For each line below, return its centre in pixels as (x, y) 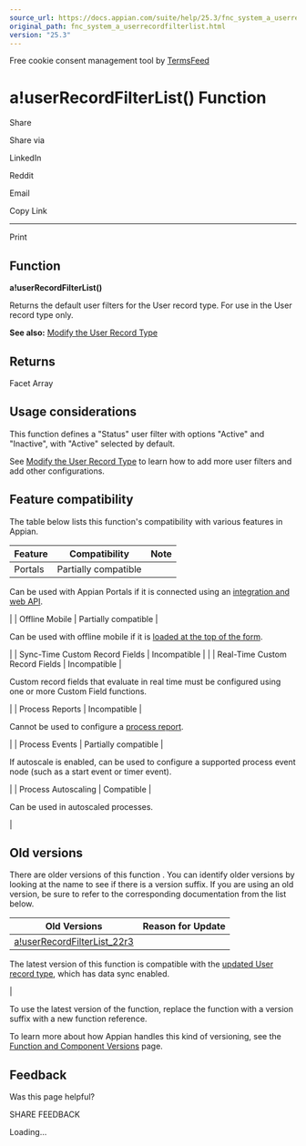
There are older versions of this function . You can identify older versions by (152, 875)
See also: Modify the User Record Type (83, 333)
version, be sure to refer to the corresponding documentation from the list (148, 895)
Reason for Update (184, 926)
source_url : (32, 18)
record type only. (41, 315)
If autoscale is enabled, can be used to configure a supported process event (153, 762)
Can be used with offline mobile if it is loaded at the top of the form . (136, 636)
